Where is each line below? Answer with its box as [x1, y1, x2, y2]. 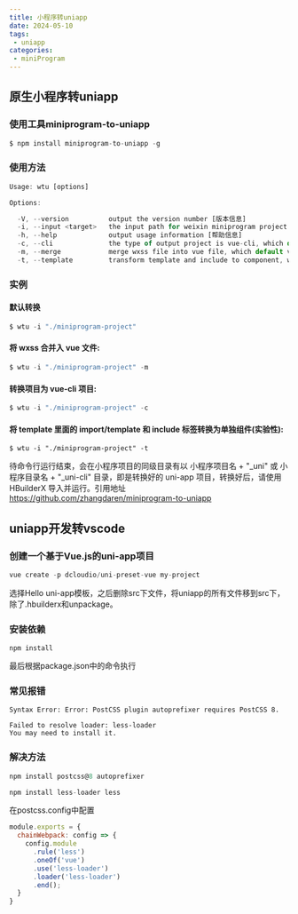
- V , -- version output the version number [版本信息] [17, 214, 247, 223]
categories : [9, 46, 53, 55]
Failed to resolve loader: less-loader [9, 721, 157, 730]
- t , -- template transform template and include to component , [17, 255, 284, 265]
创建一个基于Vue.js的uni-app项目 [9, 550, 155, 562]
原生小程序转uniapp [9, 90, 119, 105]
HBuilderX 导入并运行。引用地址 [9, 483, 127, 494]
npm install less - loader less [9, 788, 122, 797]
